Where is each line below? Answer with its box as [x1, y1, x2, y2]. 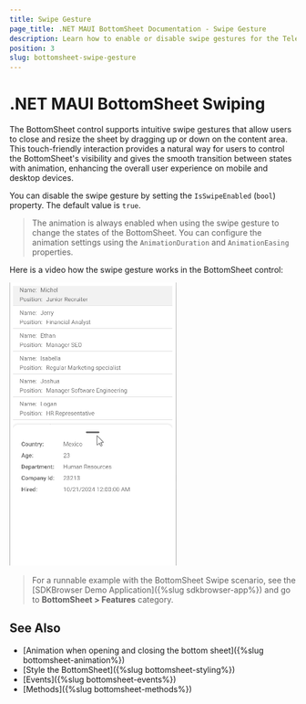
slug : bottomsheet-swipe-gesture [9, 53, 137, 63]
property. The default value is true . [9, 200, 141, 211]
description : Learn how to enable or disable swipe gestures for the [9, 34, 280, 43]
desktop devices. [9, 173, 75, 184]
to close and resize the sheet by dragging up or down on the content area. [9, 133, 289, 145]
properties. [31, 247, 74, 257]
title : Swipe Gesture [9, 15, 92, 24]
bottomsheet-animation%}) [22, 654, 126, 666]
